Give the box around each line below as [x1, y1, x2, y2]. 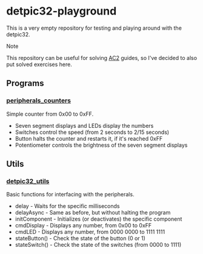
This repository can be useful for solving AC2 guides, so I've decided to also [6, 54, 198, 61]
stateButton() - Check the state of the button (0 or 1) [15, 235, 145, 242]
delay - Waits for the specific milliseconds [15, 202, 120, 210]
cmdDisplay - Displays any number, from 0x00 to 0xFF [15, 222, 152, 229]
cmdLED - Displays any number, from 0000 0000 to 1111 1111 [15, 229, 165, 236]
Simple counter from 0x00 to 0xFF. [6, 110, 94, 118]
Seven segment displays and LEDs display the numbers [15, 122, 154, 129]
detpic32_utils [6, 177, 50, 185]
